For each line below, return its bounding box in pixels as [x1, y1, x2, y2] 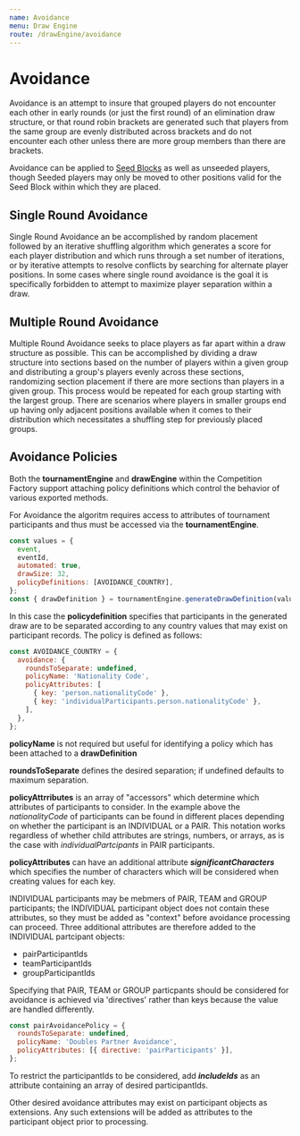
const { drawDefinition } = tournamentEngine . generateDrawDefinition [9, 594, 274, 604]
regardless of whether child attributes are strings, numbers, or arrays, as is [9, 829, 285, 841]
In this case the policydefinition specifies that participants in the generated [9, 610, 287, 622]
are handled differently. [9, 1004, 96, 1014]
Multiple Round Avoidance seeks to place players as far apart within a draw [9, 337, 287, 349]
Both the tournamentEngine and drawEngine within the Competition [9, 473, 262, 484]
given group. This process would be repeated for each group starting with [9, 386, 281, 396]
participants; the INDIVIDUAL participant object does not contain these [9, 903, 270, 913]
